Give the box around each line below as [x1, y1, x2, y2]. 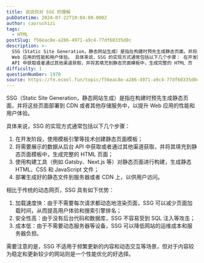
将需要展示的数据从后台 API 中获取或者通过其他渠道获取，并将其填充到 [15, 143, 192, 150]
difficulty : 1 [6, 65, 42, 72]
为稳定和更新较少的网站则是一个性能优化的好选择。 [6, 250, 134, 258]
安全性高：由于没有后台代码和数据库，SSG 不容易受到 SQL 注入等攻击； [15, 214, 195, 222]
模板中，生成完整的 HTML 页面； [31, 150, 114, 158]
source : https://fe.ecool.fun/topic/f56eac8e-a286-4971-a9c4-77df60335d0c [6, 77, 200, 83]
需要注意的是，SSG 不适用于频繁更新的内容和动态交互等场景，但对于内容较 [6, 243, 194, 250]
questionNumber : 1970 [6, 71, 61, 77]
